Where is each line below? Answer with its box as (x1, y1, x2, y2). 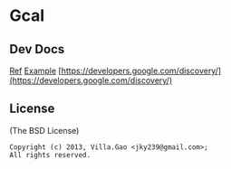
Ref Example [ (9, 65, 62, 76)
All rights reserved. (9, 150, 91, 159)
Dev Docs (9, 42, 65, 57)
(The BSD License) (9, 125, 80, 136)
